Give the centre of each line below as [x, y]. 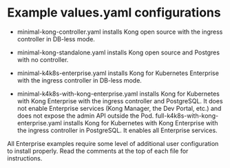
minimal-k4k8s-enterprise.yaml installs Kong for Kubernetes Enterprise [118, 73]
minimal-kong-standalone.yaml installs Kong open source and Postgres [118, 52]
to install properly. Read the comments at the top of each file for [98, 151]
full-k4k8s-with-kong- [187, 116]
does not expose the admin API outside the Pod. [85, 116]
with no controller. [43, 59]
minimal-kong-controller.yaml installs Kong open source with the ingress [120, 32]
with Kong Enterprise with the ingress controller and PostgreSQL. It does [120, 101]
